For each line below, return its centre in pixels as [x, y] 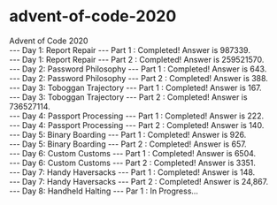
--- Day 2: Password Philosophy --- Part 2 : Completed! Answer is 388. [138, 78]
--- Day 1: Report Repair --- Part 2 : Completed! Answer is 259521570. [137, 59]
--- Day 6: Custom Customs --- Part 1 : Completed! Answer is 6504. [133, 153]
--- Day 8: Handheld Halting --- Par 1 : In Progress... [104, 191]
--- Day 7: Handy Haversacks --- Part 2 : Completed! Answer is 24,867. [139, 181]
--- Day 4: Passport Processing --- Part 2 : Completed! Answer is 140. [137, 125]
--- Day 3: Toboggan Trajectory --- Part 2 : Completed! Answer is [128, 97]
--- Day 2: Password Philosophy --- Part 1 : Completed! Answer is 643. [138, 69]
